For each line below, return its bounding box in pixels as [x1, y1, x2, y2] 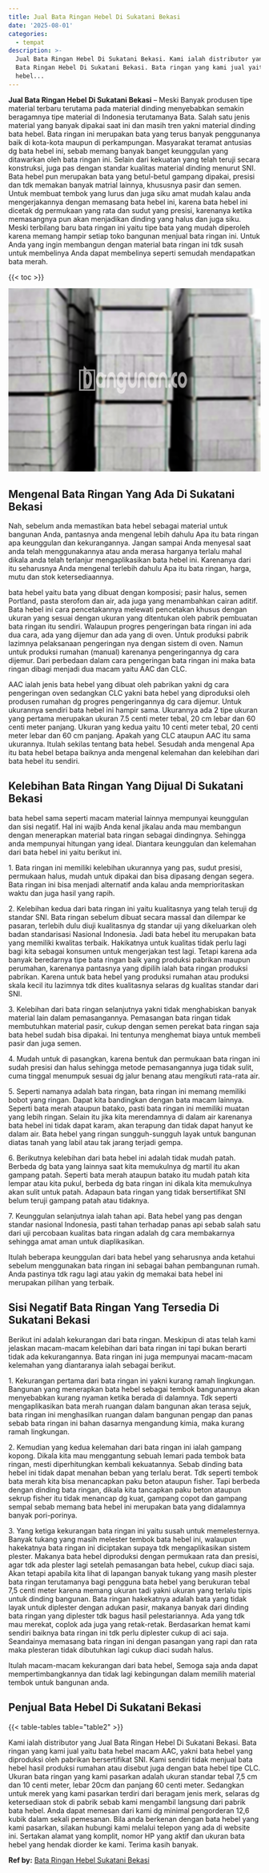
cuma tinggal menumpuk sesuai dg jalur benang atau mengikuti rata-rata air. [8, 1071, 260, 1080]
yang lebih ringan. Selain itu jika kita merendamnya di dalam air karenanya [8, 1111, 253, 1121]
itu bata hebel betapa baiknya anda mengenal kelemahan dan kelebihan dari [8, 748, 260, 758]
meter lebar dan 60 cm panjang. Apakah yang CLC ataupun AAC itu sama [8, 731, 251, 741]
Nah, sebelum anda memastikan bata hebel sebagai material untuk [8, 521, 228, 531]
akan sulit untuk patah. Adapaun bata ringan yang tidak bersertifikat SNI [8, 1187, 247, 1196]
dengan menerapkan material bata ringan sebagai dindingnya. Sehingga [8, 830, 247, 840]
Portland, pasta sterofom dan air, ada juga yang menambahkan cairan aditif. [8, 597, 258, 606]
